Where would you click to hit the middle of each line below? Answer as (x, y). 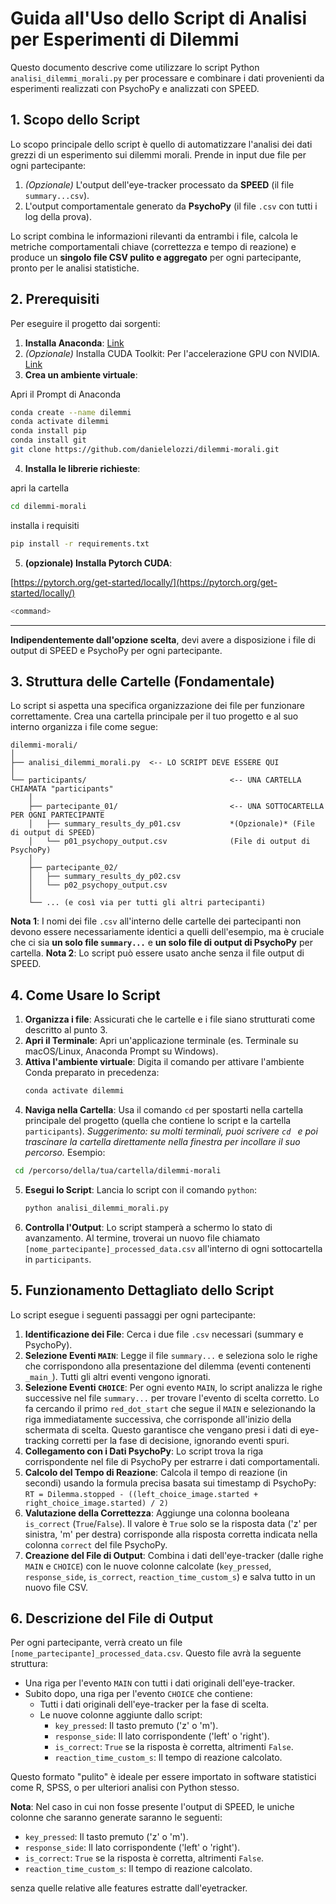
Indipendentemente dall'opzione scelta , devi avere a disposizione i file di (163, 639)
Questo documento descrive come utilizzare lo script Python (135, 67)
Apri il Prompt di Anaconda (66, 394)
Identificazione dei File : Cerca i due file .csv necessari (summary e (164, 1334)
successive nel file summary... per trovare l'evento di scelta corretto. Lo (172, 1398)
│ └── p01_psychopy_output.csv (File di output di (169, 842)
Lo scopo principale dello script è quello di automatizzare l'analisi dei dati (161, 144)
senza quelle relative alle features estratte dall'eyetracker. (129, 1888)
